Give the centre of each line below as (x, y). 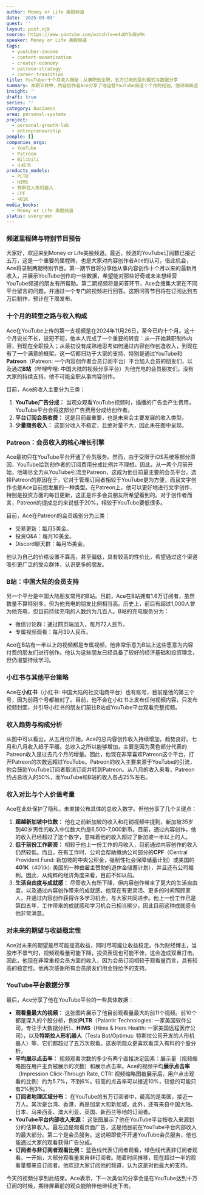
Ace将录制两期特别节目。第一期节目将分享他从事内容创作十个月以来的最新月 (102, 268)
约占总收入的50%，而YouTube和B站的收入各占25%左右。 (79, 777)
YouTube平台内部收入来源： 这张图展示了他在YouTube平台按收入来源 (102, 1119)
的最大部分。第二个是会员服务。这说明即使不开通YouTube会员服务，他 (103, 1135)
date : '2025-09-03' (31, 18)
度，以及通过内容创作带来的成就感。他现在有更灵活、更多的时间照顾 (100, 891)
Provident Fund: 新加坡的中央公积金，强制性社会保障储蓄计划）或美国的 (105, 860)
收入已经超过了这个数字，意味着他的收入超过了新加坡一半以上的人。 (106, 837)
